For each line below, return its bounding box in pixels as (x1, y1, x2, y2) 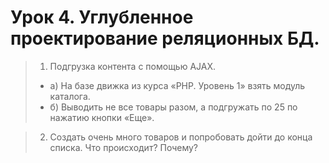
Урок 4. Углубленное (10, 6, 194, 29)
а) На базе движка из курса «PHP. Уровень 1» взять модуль (49, 79, 306, 91)
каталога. (49, 90, 91, 102)
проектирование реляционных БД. (10, 27, 320, 50)
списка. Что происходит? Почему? (49, 141, 199, 153)
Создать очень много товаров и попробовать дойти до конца (49, 131, 313, 143)
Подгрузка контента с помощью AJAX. (49, 60, 217, 72)
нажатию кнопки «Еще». (49, 111, 155, 123)
